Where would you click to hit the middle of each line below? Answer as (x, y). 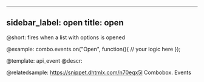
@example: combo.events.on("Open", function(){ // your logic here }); (93, 49)
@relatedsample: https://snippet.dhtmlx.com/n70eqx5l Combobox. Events (99, 72)
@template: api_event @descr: (45, 60)
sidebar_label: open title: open (65, 23)
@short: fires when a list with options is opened (66, 37)
